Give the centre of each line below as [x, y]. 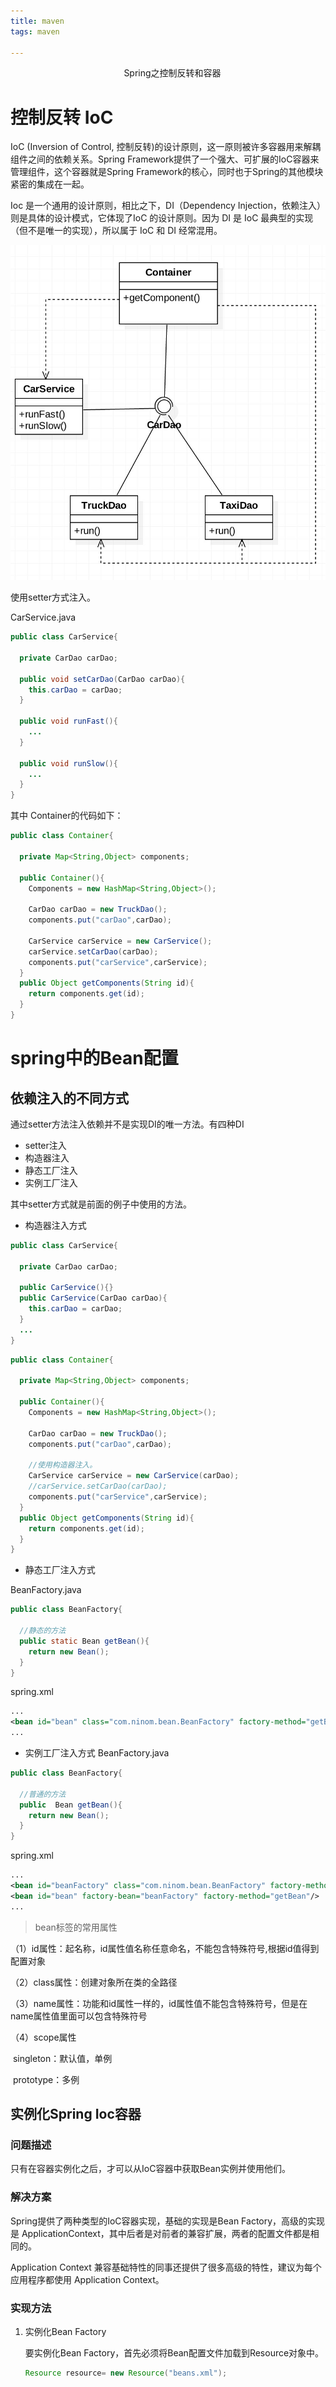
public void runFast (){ [68, 721]
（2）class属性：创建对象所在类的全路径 [94, 1982]
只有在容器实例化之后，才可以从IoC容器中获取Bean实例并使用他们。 [150, 2169]
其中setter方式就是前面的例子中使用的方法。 [101, 1204]
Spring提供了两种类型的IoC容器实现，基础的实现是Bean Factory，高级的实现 [168, 2221]
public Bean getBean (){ [71, 1805]
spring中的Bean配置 [94, 1058]
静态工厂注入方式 [60, 1570]
